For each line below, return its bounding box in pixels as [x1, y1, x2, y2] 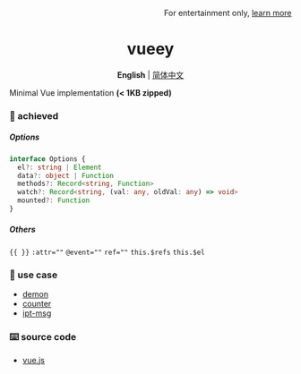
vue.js [21, 354, 45, 365]
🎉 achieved [9, 109, 59, 122]
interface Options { [9, 154, 87, 164]
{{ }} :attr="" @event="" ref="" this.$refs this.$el [9, 248, 206, 257]
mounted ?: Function [17, 196, 90, 205]
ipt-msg [21, 308, 52, 319]
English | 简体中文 [116, 69, 185, 80]
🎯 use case [9, 268, 58, 281]
